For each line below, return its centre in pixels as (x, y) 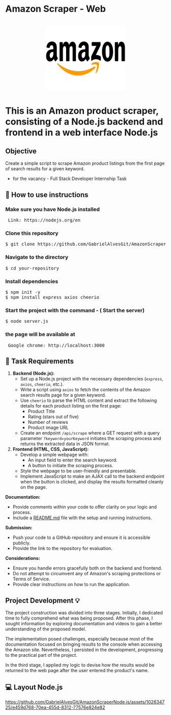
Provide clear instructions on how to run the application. (72, 584)
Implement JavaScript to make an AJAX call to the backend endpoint (92, 476)
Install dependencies (32, 281)
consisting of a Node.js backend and (84, 122)
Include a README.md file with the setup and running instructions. (82, 518)
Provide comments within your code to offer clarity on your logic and (84, 507)
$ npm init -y (23, 292)
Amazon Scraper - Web (55, 9)
